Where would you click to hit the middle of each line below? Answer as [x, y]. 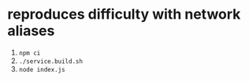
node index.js [42, 69]
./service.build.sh [51, 61]
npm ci [30, 53]
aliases [31, 31]
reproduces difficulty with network [124, 14]
